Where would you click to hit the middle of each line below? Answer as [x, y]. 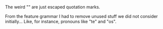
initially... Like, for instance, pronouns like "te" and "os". [61, 22]
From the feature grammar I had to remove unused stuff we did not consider [81, 16]
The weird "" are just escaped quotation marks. [53, 7]
